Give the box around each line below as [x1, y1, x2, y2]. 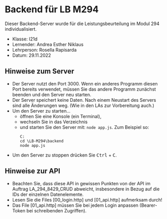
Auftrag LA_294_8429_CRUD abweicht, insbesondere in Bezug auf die [12, 186, 160, 192]
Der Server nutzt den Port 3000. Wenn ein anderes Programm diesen [12, 80, 158, 86]
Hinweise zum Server [5, 67, 75, 76]
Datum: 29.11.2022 [12, 52, 52, 58]
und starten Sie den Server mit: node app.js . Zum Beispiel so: [19, 124, 149, 130]
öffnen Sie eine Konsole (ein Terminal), [19, 113, 102, 119]
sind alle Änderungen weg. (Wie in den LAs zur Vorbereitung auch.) [12, 102, 154, 108]
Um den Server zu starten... [12, 107, 71, 114]
